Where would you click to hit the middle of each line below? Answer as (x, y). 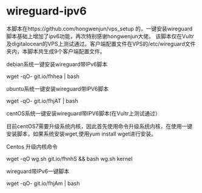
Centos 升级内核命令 (32, 146)
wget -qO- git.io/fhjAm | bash (43, 183)
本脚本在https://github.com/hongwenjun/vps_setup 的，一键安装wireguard (99, 28)
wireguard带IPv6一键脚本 (38, 171)
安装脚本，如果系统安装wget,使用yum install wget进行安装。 (81, 134)
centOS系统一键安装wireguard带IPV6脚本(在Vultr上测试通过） (83, 113)
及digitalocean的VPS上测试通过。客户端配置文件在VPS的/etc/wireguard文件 (101, 44)
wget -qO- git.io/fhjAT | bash (42, 100)
